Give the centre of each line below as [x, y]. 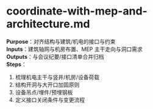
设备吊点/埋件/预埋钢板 [44, 92]
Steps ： [17, 64]
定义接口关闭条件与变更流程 [50, 100]
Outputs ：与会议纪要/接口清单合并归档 [55, 56]
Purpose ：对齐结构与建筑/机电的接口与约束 [61, 41]
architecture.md [48, 24]
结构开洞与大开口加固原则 [47, 84]
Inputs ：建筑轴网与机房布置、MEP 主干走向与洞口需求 [75, 49]
